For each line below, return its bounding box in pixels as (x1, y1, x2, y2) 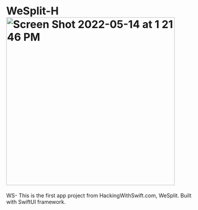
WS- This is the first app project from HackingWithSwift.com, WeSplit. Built (6, 191, 192, 199)
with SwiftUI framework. (6, 198, 66, 205)
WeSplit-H (6, 4, 59, 18)
